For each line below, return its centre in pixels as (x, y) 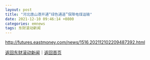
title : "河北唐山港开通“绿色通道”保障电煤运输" (49, 14)
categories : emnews (25, 24)
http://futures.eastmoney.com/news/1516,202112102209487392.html (75, 42)
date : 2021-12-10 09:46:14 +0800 (40, 19)
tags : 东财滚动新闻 (23, 28)
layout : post (19, 10)
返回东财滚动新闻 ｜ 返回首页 (33, 53)
